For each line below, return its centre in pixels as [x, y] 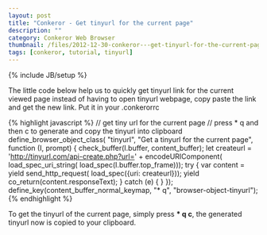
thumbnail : [26, 45]
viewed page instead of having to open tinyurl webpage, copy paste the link [132, 99]
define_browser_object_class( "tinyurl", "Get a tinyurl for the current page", [131, 139]
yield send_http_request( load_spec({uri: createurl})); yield [104, 173]
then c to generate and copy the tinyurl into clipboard [95, 131]
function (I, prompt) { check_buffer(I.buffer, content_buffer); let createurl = [130, 148]
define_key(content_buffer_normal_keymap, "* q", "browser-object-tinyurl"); [133, 190]
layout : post [30, 15]
